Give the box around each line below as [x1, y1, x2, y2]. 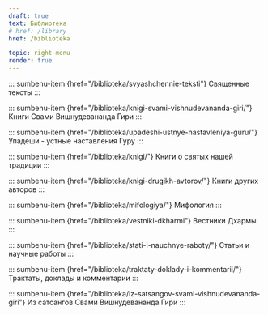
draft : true [8, 11, 49, 20]
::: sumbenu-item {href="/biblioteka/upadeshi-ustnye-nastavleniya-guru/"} [8, 127, 257, 137]
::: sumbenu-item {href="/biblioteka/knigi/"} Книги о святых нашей [8, 151, 233, 161]
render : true [8, 57, 53, 65]
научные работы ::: [8, 249, 74, 258]
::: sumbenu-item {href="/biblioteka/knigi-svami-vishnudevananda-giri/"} [8, 103, 253, 113]
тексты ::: [8, 87, 40, 97]
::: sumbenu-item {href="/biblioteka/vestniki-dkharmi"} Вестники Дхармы [8, 216, 257, 225]
